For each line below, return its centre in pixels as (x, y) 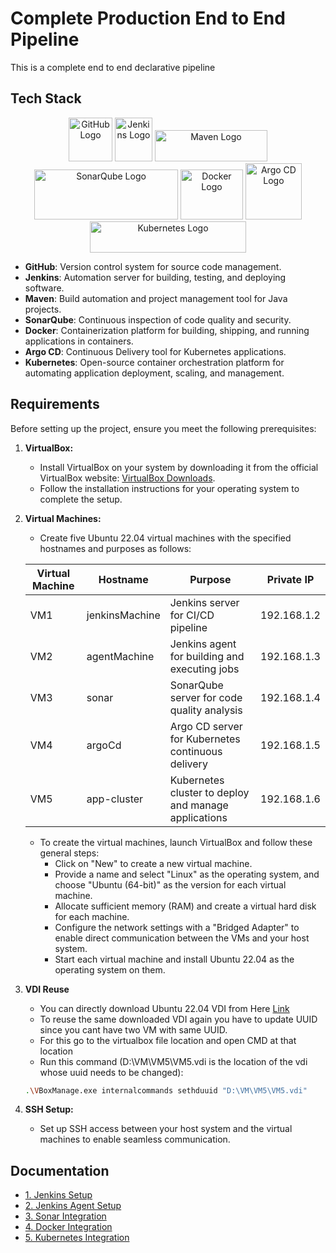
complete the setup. (81, 499)
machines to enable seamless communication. (135, 1139)
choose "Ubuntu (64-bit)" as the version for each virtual (170, 884)
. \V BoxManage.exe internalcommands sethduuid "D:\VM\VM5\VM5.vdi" (166, 1090)
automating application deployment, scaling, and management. (154, 373)
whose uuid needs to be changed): (111, 1072)
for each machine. (92, 916)
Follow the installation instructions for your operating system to (169, 488)
